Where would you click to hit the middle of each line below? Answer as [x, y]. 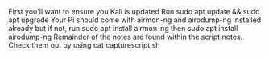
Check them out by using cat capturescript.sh [84, 45]
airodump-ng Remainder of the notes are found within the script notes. [126, 37]
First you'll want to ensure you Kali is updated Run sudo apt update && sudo [134, 12]
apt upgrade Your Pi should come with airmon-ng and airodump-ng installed [135, 20]
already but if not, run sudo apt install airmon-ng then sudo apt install [123, 28]
